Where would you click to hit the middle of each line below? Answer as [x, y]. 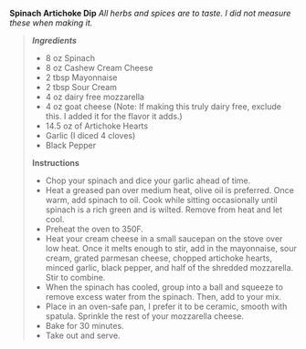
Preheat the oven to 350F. [95, 229]
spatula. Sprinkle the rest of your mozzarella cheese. [145, 316]
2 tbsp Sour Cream [81, 87]
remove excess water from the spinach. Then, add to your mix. [163, 297]
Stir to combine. [75, 277]
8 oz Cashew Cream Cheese [99, 68]
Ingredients [54, 41]
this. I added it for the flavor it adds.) [114, 116]
